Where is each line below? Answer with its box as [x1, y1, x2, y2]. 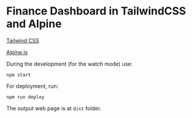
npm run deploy [6, 94, 45, 100]
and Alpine [6, 17, 62, 31]
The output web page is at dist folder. [6, 104, 102, 112]
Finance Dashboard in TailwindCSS [6, 4, 187, 18]
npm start [6, 72, 31, 78]
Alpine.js [6, 48, 28, 55]
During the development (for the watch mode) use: [6, 60, 133, 67]
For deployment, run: [6, 82, 59, 90]
